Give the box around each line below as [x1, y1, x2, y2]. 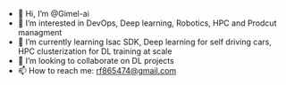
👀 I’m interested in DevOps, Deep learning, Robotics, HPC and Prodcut [17, 18, 277, 28]
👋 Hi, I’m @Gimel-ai [17, 9, 89, 19]
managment [17, 27, 63, 37]
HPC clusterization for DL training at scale [17, 46, 172, 57]
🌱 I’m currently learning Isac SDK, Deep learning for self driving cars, [17, 36, 273, 47]
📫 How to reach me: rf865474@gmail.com [17, 66, 177, 75]
